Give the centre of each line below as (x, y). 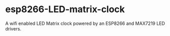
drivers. (13, 28)
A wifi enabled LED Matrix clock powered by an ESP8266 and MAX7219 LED (85, 23)
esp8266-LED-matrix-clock (65, 9)
